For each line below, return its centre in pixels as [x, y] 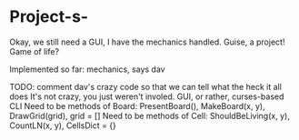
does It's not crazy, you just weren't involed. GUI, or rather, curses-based [147, 96]
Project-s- [49, 17]
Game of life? [35, 51]
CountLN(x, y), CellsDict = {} [63, 125]
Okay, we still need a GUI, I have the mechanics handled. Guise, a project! [147, 42]
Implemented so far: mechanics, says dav [87, 69]
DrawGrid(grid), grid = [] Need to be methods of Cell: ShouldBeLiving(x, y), [150, 115]
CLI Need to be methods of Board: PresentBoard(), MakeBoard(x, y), [137, 105]
